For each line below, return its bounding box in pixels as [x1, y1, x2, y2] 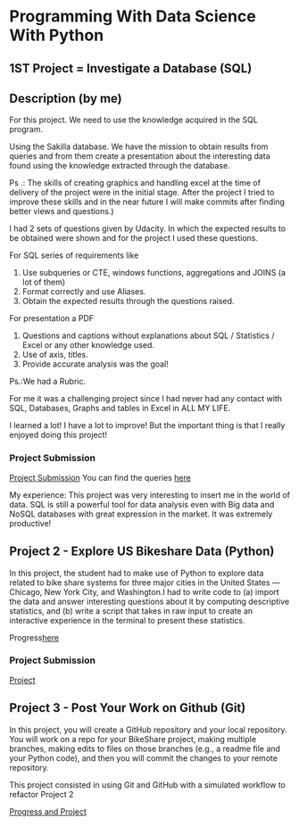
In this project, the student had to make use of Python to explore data [9, 567, 264, 578]
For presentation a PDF [9, 313, 95, 324]
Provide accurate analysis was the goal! [21, 359, 170, 369]
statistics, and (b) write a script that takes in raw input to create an [9, 605, 253, 616]
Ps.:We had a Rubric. [9, 376, 87, 387]
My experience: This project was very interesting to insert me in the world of [9, 489, 291, 500]
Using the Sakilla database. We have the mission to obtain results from [9, 141, 269, 153]
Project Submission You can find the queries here [9, 472, 192, 483]
